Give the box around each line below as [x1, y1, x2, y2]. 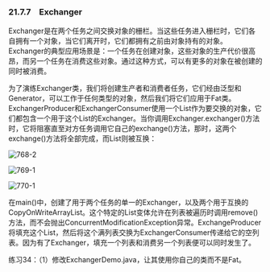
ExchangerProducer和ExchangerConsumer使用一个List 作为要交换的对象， [8, 104, 255, 113]
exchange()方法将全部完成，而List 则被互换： [8, 134, 157, 143]
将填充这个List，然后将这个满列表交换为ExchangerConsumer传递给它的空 [8, 228, 252, 237]
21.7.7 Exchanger [8, 6, 83, 17]
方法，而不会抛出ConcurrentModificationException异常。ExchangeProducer [8, 218, 262, 228]
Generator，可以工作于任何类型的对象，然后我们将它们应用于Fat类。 [8, 93, 236, 103]
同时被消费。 [8, 66, 51, 76]
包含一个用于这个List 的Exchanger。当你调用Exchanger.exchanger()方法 [22, 113, 260, 123]
